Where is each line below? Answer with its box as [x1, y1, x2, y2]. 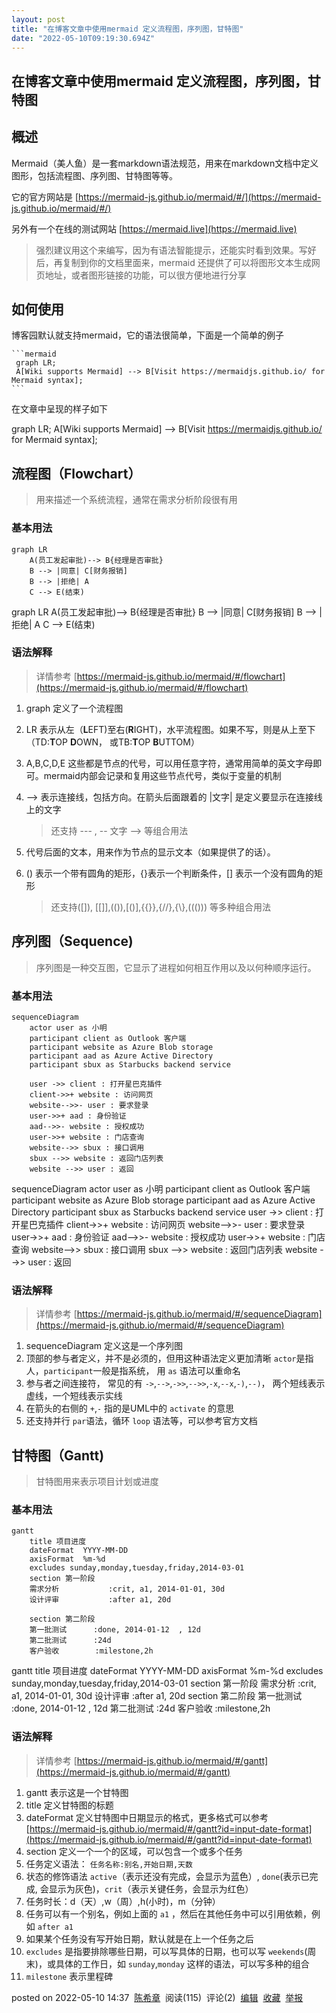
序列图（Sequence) [11, 933, 134, 950]
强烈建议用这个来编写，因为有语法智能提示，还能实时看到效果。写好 [35, 244, 317, 256]
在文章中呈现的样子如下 [11, 403, 108, 415]
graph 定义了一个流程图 [25, 702, 124, 714]
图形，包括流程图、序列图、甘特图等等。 [11, 169, 178, 181]
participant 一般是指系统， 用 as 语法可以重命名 [43, 1365, 241, 1377]
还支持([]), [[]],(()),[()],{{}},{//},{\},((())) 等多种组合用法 [50, 901, 271, 913]
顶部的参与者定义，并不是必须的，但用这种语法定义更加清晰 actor [25, 1352, 297, 1365]
